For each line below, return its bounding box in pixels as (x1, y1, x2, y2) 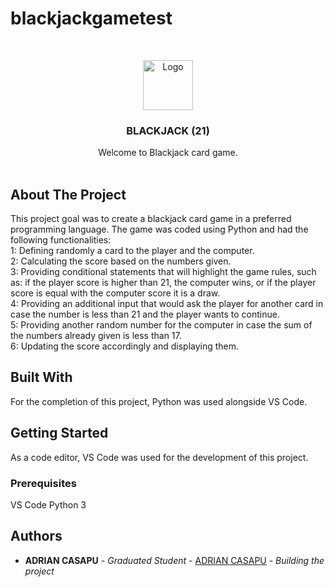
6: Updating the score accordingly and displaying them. (10, 340, 240, 352)
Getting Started (10, 425, 109, 442)
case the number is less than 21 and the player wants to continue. (10, 308, 280, 321)
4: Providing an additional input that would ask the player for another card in (10, 298, 324, 310)
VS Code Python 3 (10, 498, 87, 511)
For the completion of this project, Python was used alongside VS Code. (10, 395, 308, 407)
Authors (10, 528, 63, 545)
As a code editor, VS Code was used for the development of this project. (10, 451, 309, 463)
